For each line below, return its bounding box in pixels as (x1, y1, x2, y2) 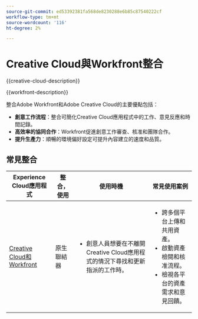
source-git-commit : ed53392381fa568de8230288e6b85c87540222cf (6, 8, 162, 15)
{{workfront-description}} (6, 89, 69, 96)
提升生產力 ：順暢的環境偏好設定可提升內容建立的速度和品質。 (14, 136, 165, 143)
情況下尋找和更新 (98, 257, 146, 265)
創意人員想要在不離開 (86, 239, 146, 248)
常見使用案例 (152, 182, 189, 190)
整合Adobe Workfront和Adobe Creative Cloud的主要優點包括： (6, 101, 159, 108)
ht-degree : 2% (6, 25, 41, 31)
